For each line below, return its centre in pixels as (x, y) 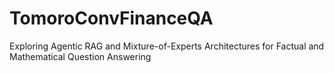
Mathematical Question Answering (80, 56)
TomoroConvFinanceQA (111, 18)
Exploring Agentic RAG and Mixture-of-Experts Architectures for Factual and (167, 46)
